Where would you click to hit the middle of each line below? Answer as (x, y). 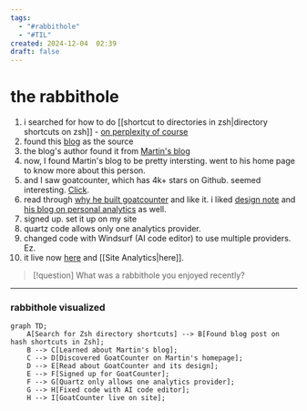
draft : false (35, 52)
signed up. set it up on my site (80, 219)
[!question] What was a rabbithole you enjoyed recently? (138, 275)
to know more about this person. (85, 170)
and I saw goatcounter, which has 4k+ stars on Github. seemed (142, 180)
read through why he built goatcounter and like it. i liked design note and (159, 200)
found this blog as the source (78, 141)
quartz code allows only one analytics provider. (112, 229)
